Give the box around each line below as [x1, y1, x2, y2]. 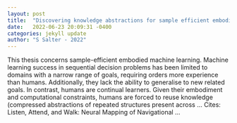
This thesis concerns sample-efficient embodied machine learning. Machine [7, 56, 229, 64]
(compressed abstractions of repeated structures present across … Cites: [7, 101, 221, 109]
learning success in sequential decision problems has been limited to [7, 63, 208, 72]
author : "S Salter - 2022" [7, 37, 87, 44]
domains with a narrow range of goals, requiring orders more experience [7, 71, 219, 79]
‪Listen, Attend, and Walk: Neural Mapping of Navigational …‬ [7, 108, 181, 117]
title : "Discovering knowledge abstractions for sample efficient [7, 17, 210, 24]
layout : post [7, 10, 46, 18]
